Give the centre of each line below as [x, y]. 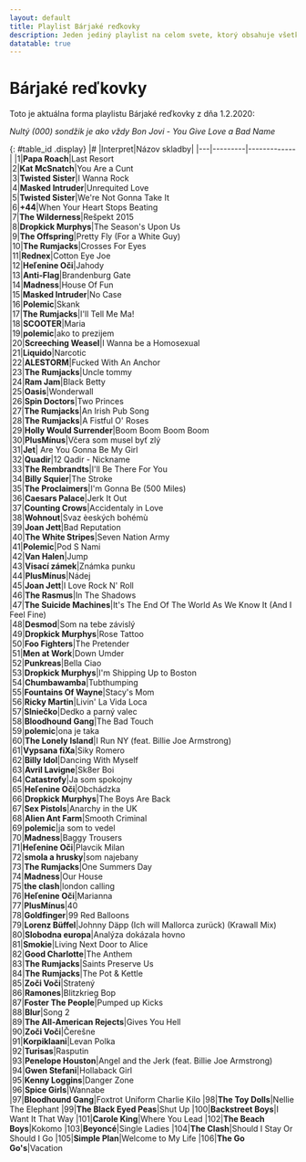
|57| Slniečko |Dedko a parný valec [74, 712]
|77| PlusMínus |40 [44, 906]
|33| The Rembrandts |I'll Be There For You [89, 469]
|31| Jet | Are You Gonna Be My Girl [74, 450]
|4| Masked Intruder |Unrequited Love [79, 188]
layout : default [40, 18]
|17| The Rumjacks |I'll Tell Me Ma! [72, 314]
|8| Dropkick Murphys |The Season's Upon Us [95, 227]
